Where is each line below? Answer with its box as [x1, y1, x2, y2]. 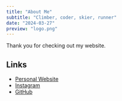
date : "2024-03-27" [6, 20, 55, 26]
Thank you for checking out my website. [6, 42, 106, 49]
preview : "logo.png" [6, 25, 58, 32]
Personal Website [14, 76, 59, 83]
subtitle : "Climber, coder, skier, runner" [6, 14, 117, 20]
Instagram [14, 82, 40, 89]
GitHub [14, 88, 33, 96]
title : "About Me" [6, 8, 52, 15]
